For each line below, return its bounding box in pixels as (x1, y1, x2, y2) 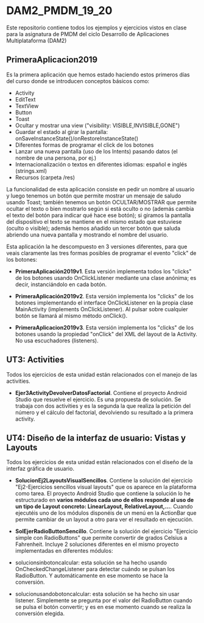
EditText (15, 95, 36, 103)
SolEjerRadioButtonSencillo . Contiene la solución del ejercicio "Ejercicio (15, 528, 198, 535)
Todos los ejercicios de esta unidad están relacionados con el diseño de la (6, 459, 193, 466)
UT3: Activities (6, 355, 65, 365)
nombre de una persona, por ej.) (15, 154, 97, 161)
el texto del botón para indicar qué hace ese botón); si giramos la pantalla (6, 212, 191, 219)
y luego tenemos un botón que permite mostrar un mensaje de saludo (6, 192, 181, 199)
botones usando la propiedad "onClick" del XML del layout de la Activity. (15, 330, 198, 337)
